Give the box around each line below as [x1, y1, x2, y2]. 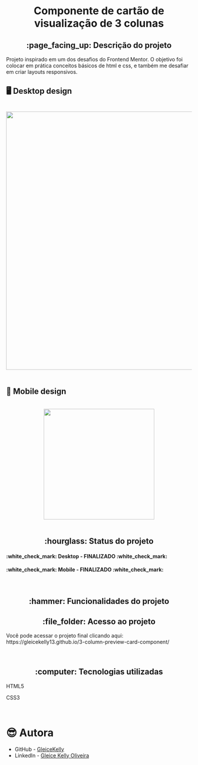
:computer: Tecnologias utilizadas [35, 667, 163, 677]
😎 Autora [6, 726, 54, 740]
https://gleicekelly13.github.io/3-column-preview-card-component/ [6, 639, 170, 646]
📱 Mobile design [6, 387, 67, 397]
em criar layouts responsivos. [6, 68, 78, 75]
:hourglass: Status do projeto [44, 536, 154, 547]
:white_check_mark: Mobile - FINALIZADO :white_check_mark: [6, 566, 164, 573]
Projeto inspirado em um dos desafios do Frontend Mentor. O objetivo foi [6, 56, 183, 63]
